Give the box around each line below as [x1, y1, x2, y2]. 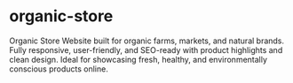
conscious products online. [9, 64, 108, 74]
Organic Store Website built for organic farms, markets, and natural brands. [9, 35, 285, 46]
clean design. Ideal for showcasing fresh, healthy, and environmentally [9, 54, 268, 64]
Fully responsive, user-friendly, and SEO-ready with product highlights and [9, 44, 283, 55]
